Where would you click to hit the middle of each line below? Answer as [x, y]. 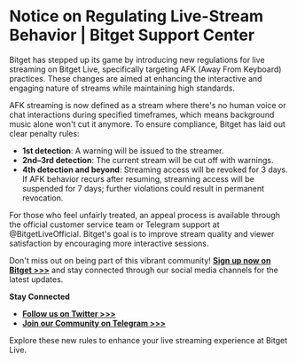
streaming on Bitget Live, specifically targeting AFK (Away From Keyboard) [145, 69]
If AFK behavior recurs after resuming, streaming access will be [138, 178]
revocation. [43, 198]
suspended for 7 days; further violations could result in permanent [143, 188]
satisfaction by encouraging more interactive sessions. [109, 243]
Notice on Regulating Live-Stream [137, 16]
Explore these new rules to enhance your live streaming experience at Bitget [148, 340]
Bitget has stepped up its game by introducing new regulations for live [137, 59]
